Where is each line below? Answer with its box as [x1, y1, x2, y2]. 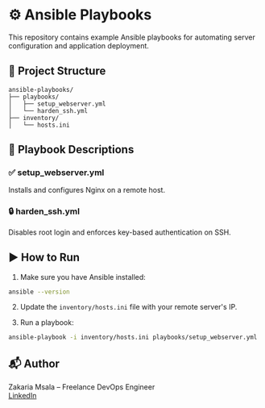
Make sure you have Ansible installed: [19, 272, 147, 281]
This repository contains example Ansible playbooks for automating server [8, 32, 255, 42]
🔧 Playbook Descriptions [8, 143, 135, 156]
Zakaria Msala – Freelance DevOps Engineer [8, 382, 155, 392]
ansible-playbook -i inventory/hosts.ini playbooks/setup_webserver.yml [8, 333, 258, 342]
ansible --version [8, 288, 70, 296]
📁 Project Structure [8, 65, 106, 78]
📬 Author [8, 356, 60, 370]
